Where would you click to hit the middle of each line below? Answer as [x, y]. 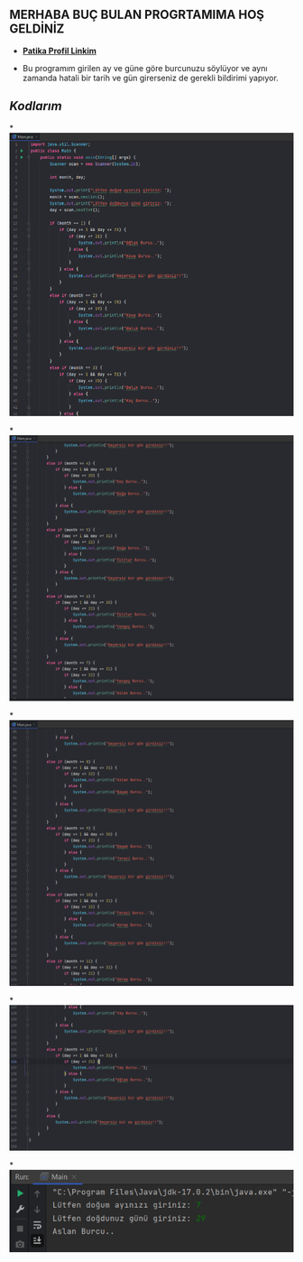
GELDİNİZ [37, 29]
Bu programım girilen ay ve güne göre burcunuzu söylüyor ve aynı [145, 68]
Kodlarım [36, 106]
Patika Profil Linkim [60, 51]
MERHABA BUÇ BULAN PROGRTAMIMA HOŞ [137, 15]
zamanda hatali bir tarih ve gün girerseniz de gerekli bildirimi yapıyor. [151, 78]
